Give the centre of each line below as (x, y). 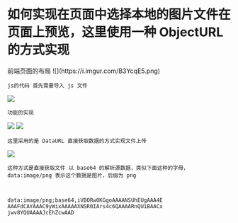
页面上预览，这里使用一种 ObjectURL (115, 32)
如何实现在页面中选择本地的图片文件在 (119, 15)
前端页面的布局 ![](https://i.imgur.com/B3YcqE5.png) (84, 71)
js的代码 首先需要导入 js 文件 (47, 86)
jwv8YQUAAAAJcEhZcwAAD (41, 212)
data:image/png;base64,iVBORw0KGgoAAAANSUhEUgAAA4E (85, 200)
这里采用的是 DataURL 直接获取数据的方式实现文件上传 (77, 141)
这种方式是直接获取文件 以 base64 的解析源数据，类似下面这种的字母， (98, 168)
